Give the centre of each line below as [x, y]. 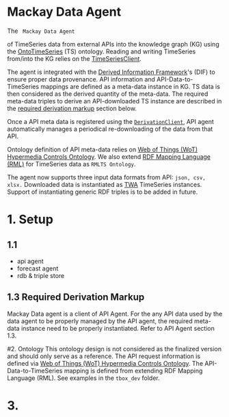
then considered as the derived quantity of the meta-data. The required [108, 94]
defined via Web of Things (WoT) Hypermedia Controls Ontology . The [105, 363]
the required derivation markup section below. [72, 108]
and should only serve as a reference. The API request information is [104, 356]
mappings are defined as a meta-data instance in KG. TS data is [131, 86]
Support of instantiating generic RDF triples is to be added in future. [103, 192]
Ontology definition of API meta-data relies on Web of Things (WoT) [103, 149]
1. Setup [30, 219]
